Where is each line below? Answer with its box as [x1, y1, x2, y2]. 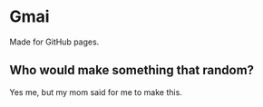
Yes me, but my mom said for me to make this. [9, 86, 183, 97]
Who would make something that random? [9, 63, 255, 78]
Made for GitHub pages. [9, 36, 100, 47]
